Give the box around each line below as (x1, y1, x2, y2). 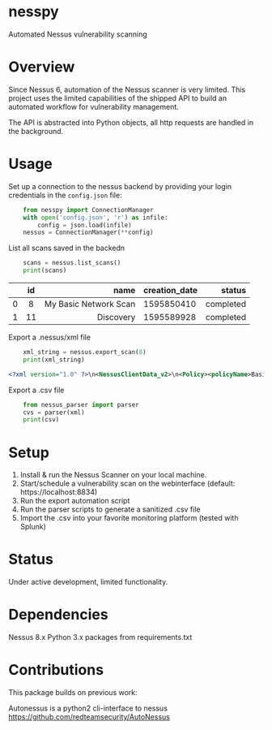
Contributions (8, 661, 104, 680)
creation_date (142, 285, 198, 296)
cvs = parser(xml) (23, 408, 85, 417)
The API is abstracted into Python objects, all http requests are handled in (8, 117, 253, 127)
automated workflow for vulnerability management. (8, 102, 180, 111)
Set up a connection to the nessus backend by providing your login (8, 181, 232, 191)
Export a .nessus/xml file (8, 332, 91, 343)
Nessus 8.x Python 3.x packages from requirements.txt (8, 633, 193, 642)
